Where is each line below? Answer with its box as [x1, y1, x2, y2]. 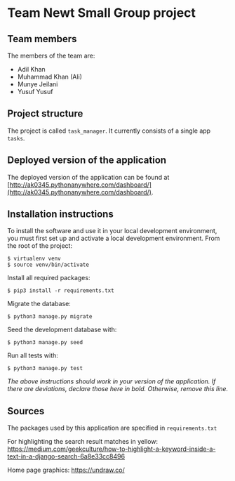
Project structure [7, 107, 83, 120]
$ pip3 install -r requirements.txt [7, 287, 114, 294]
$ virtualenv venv [7, 255, 61, 263]
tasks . [7, 133, 25, 142]
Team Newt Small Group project [7, 5, 196, 21]
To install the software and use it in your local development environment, [7, 227, 217, 235]
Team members [7, 33, 77, 45]
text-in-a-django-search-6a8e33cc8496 [7, 452, 125, 461]
